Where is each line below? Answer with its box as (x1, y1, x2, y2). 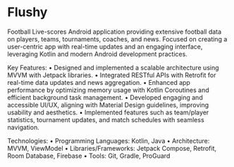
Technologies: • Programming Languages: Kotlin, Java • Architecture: (7, 136, 210, 145)
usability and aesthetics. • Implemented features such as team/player (7, 108, 209, 116)
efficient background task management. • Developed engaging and (7, 93, 203, 102)
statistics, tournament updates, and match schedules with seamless (7, 115, 204, 123)
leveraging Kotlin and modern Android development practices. (7, 50, 188, 58)
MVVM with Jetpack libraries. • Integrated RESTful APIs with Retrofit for (7, 71, 216, 79)
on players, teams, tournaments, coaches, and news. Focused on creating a (7, 34, 228, 43)
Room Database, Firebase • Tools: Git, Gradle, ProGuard (7, 152, 171, 160)
